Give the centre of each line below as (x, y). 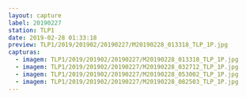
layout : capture (35, 15)
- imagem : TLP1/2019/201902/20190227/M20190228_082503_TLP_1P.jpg (127, 81)
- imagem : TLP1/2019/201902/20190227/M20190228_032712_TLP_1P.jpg (127, 67)
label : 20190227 (35, 23)
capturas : (25, 52)
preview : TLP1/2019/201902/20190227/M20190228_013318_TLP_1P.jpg (118, 45)
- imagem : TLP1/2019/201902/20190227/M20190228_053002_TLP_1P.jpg (127, 74)
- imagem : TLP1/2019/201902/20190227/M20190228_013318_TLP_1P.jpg (127, 60)
